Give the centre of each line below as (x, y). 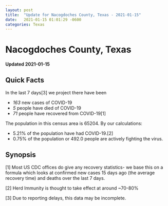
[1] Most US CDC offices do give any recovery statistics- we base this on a (84, 167)
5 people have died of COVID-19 (47, 108)
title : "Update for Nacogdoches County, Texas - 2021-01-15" (73, 15)
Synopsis (21, 155)
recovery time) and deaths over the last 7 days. (55, 178)
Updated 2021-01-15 (27, 64)
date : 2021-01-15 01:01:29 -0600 (43, 19)
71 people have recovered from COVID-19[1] (59, 113)
